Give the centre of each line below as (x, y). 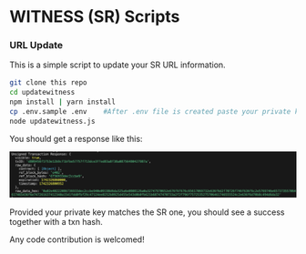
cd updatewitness (42, 93)
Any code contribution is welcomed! (77, 239)
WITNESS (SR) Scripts (95, 17)
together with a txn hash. (56, 222)
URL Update (36, 46)
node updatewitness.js (52, 121)
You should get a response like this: (76, 138)
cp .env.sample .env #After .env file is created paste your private (150, 112)
